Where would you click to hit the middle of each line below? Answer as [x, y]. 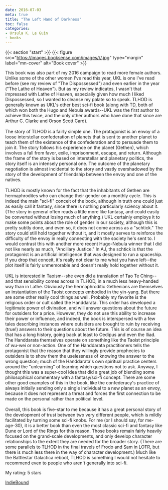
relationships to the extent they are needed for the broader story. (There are [83, 441]
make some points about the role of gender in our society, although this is [81, 222]
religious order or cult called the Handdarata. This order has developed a [80, 302]
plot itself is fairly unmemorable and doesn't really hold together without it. [82, 265]
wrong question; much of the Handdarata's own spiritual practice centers [81, 361]
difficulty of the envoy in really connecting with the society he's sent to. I [80, 238]
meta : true [17, 15]
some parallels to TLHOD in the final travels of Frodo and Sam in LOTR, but [82, 447]
